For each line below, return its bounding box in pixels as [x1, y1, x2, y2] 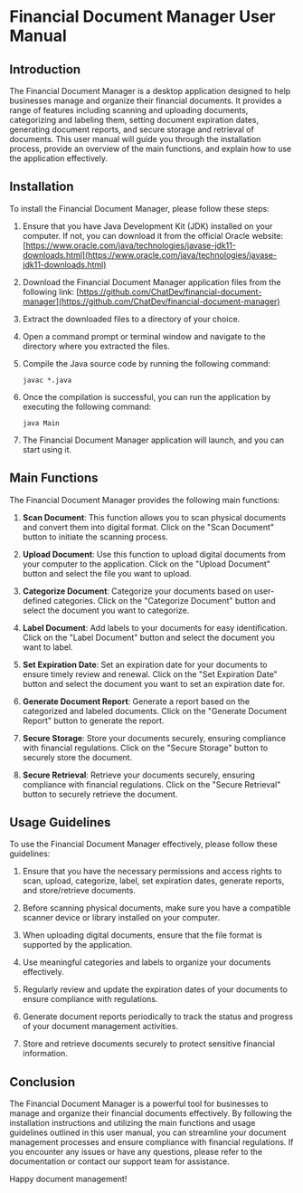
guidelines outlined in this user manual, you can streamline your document [9, 1127, 287, 1138]
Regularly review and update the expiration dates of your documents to [22, 984, 288, 995]
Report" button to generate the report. [22, 715, 165, 726]
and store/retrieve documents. [22, 885, 136, 896]
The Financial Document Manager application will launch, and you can [22, 434, 285, 445]
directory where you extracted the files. [22, 340, 170, 351]
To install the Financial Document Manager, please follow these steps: [9, 203, 270, 214]
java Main [22, 418, 61, 427]
